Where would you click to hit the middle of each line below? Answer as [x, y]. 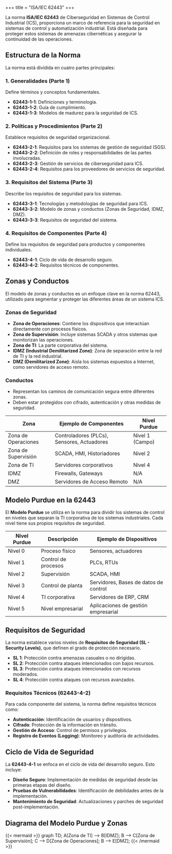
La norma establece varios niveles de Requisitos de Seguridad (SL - [78, 643]
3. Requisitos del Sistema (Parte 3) [49, 183]
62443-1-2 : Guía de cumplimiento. [49, 108]
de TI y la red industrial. [38, 356]
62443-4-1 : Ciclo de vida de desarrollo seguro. [63, 260]
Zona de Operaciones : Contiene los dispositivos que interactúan [81, 324]
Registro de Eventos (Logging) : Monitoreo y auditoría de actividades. [86, 736]
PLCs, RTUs [104, 563]
